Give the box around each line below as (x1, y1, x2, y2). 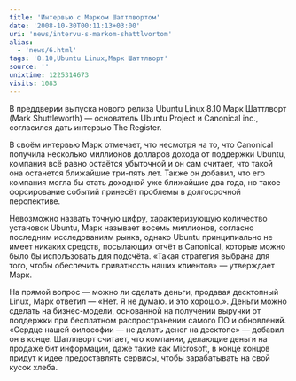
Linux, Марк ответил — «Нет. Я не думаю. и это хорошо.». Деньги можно (9, 296, 288, 307)
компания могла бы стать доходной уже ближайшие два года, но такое (9, 176, 281, 187)
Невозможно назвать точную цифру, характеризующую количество (9, 213, 268, 223)
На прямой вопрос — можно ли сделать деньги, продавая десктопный (9, 286, 279, 297)
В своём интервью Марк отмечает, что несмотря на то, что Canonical (9, 139, 274, 150)
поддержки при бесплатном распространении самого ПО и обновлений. (9, 315, 287, 325)
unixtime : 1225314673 (9, 71, 90, 80)
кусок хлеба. (9, 362, 58, 372)
